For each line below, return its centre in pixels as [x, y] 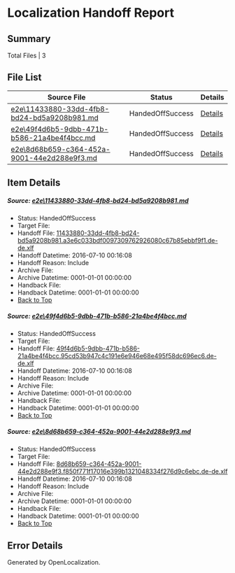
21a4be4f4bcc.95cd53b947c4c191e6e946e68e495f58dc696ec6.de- [117, 356]
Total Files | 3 [27, 55]
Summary [29, 39]
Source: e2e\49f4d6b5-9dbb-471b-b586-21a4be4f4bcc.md [97, 316]
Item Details [34, 183]
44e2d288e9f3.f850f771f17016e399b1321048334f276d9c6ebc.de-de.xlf [122, 472]
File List [24, 77]
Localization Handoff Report [91, 13]
